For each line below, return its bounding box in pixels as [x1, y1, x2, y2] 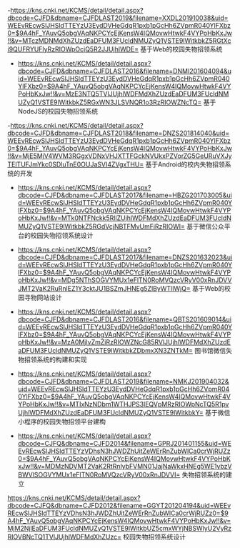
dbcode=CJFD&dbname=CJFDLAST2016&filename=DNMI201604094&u [17, 67, 232, 75]
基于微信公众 [186, 222, 225, 231]
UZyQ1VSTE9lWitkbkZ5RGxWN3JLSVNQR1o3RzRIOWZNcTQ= [17, 98, 202, 106]
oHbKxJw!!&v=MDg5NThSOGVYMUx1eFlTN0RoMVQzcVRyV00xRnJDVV [17, 276, 232, 284]
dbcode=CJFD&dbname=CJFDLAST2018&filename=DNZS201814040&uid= [7, 129, 230, 137]
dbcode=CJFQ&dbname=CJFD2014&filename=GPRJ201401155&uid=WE [17, 439, 232, 447]
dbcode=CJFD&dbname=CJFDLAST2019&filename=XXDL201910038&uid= [7, 14, 229, 22]
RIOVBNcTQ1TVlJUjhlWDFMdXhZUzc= [7, 532, 122, 541]
